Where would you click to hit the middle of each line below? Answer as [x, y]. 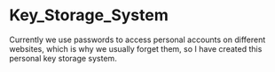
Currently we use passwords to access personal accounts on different [137, 40]
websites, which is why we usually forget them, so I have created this [136, 48]
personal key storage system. [63, 58]
